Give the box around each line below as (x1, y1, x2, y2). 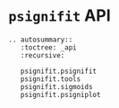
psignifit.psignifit (20, 67, 98, 76)
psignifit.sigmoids (20, 82, 93, 91)
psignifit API (8, 5, 111, 26)
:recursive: (20, 50, 65, 59)
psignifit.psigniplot (20, 90, 101, 99)
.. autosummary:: (8, 35, 73, 44)
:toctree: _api (20, 42, 77, 52)
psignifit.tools (20, 74, 81, 84)
